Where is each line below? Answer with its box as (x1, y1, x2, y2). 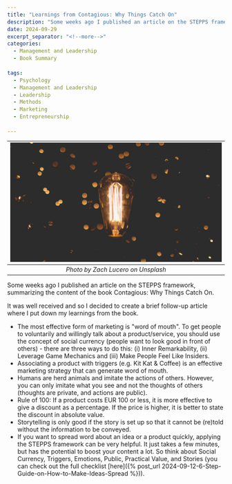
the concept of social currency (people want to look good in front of (17, 337, 211, 345)
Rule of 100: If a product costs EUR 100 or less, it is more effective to (17, 395, 213, 404)
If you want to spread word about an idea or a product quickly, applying (17, 432, 221, 440)
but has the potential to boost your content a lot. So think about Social (17, 447, 216, 456)
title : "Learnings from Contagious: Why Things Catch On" (7, 11, 177, 18)
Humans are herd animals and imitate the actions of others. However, (17, 373, 214, 382)
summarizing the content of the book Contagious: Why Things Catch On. (7, 288, 214, 297)
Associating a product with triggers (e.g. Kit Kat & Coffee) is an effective (17, 359, 223, 367)
